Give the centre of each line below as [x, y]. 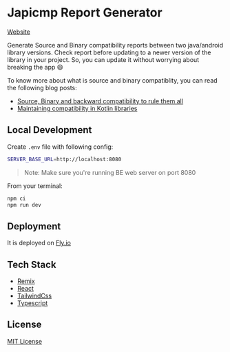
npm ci [17, 198]
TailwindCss [34, 296]
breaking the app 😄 [35, 67]
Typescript [32, 303]
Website [19, 32]
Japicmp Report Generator [85, 13]
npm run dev [24, 205]
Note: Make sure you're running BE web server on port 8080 [110, 172]
